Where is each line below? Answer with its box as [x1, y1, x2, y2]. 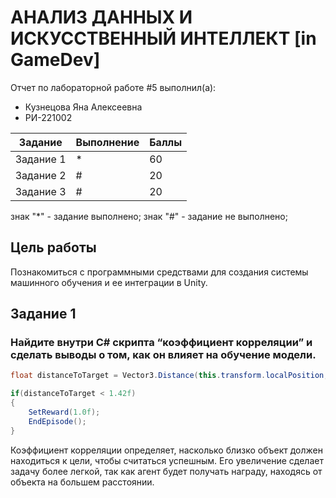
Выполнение [75, 135, 140, 149]
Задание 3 [15, 184, 67, 198]
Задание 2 [15, 168, 67, 182]
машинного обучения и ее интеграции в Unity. [10, 276, 208, 288]
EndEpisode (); [28, 416, 87, 426]
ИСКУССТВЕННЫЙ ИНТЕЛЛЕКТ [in [10, 27, 317, 50]
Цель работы [10, 239, 97, 256]
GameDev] [10, 49, 101, 71]
